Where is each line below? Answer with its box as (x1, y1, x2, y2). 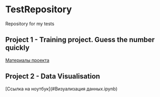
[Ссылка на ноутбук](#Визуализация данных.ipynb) (5, 86, 118, 92)
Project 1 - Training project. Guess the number (5, 35, 155, 44)
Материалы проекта (5, 57, 50, 63)
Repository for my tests (5, 21, 55, 27)
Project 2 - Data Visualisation (5, 72, 101, 81)
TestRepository (5, 4, 72, 15)
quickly (5, 44, 30, 52)
